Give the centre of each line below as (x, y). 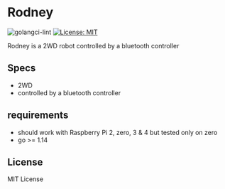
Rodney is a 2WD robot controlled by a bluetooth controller (93, 45)
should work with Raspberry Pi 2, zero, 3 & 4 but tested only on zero (117, 132)
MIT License (26, 179)
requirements (38, 115)
